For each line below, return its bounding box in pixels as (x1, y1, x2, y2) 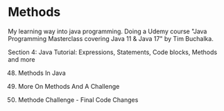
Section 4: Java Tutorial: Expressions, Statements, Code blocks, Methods (8, 48, 218, 56)
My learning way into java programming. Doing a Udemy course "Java (8, 27, 207, 35)
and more (8, 55, 35, 63)
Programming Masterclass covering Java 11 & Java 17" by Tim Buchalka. (8, 34, 214, 42)
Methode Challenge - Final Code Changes (17, 95, 139, 104)
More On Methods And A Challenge (17, 82, 120, 90)
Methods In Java (17, 69, 67, 77)
